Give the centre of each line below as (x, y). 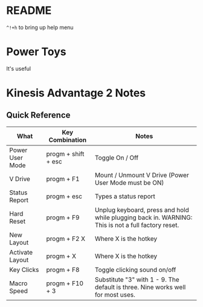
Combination (68, 140)
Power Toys (36, 52)
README (29, 11)
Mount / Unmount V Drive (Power (142, 175)
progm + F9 (63, 217)
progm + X (61, 256)
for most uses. (115, 294)
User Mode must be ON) (129, 182)
